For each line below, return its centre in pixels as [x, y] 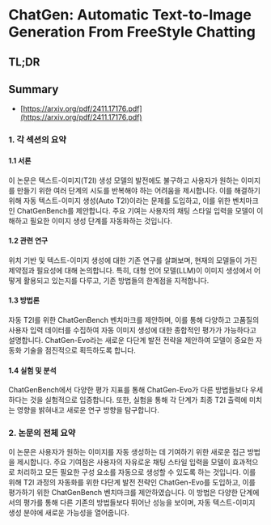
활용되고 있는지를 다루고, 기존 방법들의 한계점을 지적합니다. [116, 280]
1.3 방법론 [24, 300]
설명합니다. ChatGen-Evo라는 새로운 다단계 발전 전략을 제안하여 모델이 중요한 [131, 340]
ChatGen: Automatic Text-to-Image [130, 15]
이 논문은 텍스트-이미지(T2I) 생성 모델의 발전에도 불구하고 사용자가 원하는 [124, 180]
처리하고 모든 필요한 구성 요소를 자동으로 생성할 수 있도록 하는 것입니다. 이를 [136, 472]
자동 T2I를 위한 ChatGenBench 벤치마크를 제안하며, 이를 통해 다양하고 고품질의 [134, 320]
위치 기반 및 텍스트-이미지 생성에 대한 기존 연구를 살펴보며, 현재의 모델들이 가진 [133, 260]
